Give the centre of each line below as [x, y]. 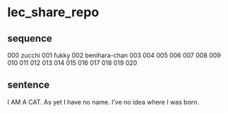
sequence [30, 38]
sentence [29, 85]
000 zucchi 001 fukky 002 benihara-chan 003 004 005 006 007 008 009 [114, 55]
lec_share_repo [53, 12]
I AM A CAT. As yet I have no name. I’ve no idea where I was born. [103, 102]
